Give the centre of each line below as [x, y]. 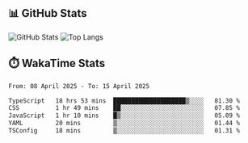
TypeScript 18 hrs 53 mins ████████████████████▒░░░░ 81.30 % [124, 101]
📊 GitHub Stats [48, 13]
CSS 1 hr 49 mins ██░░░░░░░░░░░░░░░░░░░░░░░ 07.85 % [124, 108]
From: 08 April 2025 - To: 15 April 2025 [79, 86]
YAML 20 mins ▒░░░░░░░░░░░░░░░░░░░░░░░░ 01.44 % [124, 124]
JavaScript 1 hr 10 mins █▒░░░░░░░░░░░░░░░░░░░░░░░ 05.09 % [124, 116]
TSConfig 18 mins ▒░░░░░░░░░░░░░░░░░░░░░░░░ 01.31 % [124, 131]
